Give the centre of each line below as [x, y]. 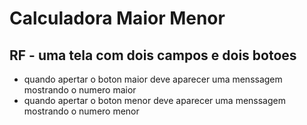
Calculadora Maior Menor [117, 18]
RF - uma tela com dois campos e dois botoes [153, 55]
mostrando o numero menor [81, 111]
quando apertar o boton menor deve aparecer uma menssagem [154, 100]
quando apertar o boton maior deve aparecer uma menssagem [153, 79]
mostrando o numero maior [80, 90]
